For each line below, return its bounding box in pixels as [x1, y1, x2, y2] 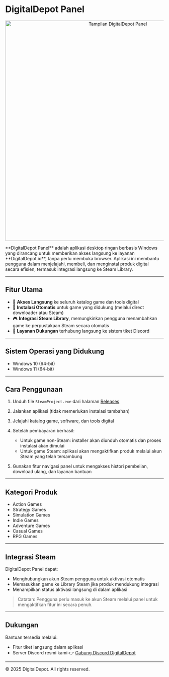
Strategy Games [12, 507, 46, 513]
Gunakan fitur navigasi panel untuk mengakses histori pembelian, [12, 463, 148, 469]
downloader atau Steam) [12, 310, 64, 316]
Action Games [12, 501, 42, 507]
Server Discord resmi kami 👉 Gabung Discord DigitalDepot [12, 649, 136, 655]
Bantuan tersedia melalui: [5, 634, 58, 640]
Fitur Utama [5, 285, 43, 294]
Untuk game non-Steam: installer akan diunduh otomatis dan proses [20, 437, 161, 443]
